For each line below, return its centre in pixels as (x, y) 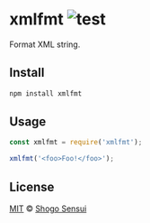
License (32, 186)
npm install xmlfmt (46, 93)
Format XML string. (45, 44)
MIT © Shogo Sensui (48, 209)
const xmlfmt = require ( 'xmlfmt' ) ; (76, 143)
